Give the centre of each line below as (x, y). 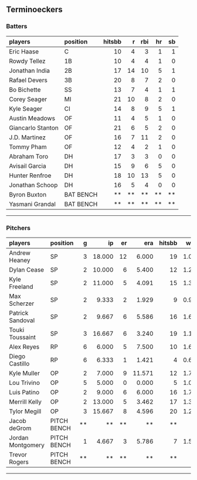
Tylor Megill (25, 411)
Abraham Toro (29, 156)
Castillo (19, 363)
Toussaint (23, 337)
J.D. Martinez (27, 137)
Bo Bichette (25, 89)
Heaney (20, 260)
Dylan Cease (27, 269)
